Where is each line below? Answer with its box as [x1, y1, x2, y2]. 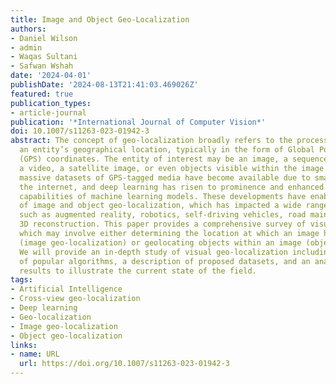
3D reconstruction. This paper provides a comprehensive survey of [19, 219, 307, 230]
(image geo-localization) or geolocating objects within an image [19, 237, 302, 248]
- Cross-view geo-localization [10, 294, 141, 304]
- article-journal [10, 107, 87, 118]
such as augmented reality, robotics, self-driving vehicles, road [19, 210, 307, 220]
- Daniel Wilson [10, 33, 78, 43]
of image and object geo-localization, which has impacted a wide [19, 201, 302, 211]
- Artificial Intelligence [10, 284, 123, 295]
